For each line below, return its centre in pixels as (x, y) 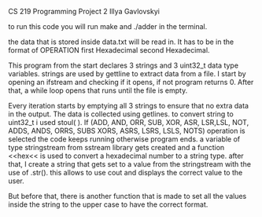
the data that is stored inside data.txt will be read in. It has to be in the (121, 42)
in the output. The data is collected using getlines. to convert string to (121, 114)
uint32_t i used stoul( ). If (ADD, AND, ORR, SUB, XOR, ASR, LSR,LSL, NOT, (129, 122)
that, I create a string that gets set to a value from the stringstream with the (130, 164)
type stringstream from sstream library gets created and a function (116, 147)
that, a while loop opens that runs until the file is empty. (98, 90)
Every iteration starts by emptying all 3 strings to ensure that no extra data (129, 106)
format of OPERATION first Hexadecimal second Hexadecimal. (109, 50)
